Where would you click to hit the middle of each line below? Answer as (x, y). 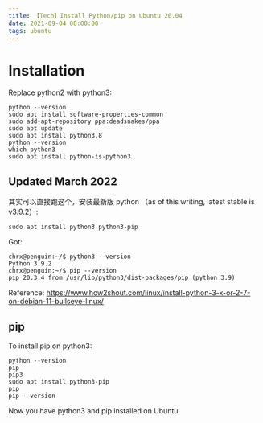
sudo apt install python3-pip (59, 382)
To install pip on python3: (50, 346)
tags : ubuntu (30, 31)
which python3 (32, 150)
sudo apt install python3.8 (55, 136)
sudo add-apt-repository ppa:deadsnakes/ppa (84, 121)
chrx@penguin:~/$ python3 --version (70, 257)
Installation (47, 70)
